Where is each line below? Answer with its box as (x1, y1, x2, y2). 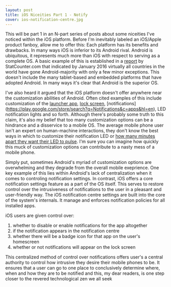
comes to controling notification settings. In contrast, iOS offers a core (5, 176, 153, 182)
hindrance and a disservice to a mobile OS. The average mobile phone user (5, 122, 164, 128)
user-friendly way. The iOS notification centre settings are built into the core (5, 192, 165, 198)
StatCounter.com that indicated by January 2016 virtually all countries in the (5, 63, 165, 69)
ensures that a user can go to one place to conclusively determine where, (5, 265, 160, 271)
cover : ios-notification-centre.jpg (5, 17, 83, 22)
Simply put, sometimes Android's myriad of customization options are (5, 159, 152, 165)
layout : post (5, 7, 33, 13)
